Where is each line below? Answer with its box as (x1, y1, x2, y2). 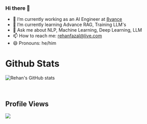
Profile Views (5, 100, 49, 108)
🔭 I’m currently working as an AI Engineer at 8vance (12, 16, 122, 22)
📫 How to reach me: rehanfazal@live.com (12, 33, 102, 39)
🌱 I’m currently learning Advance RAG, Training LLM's (12, 21, 127, 28)
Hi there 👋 (5, 5, 31, 12)
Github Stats (5, 58, 60, 69)
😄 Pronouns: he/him (12, 40, 56, 46)
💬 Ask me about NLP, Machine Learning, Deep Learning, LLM (12, 27, 142, 33)
